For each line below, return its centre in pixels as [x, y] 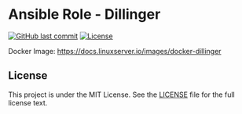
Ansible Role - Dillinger [84, 14]
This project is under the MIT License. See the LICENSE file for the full [121, 94]
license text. [28, 102]
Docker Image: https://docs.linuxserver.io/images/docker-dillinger [115, 51]
